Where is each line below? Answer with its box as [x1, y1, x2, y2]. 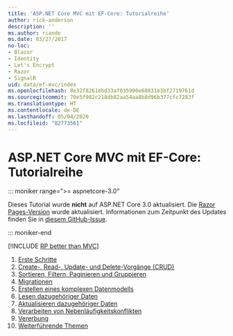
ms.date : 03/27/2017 [8, 36, 68, 43]
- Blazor [8, 49, 33, 56]
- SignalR [8, 74, 37, 82]
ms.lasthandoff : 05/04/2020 [8, 113, 89, 120]
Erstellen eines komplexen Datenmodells [17, 285, 134, 293]
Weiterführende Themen [17, 321, 89, 330]
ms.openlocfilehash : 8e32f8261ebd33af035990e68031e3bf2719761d [8, 87, 195, 94]
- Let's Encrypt [8, 62, 55, 69]
